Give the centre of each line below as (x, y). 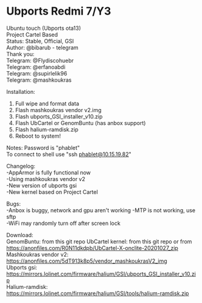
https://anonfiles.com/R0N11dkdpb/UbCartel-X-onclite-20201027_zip (92, 248)
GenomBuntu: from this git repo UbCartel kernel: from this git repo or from (99, 241)
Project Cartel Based (32, 34)
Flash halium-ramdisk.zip (47, 129)
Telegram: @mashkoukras (39, 80)
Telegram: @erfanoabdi (36, 67)
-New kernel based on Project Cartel (52, 192)
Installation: (21, 91)
